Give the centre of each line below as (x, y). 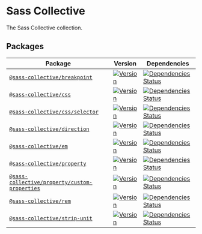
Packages (25, 46)
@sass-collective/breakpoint (51, 77)
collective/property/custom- (51, 182)
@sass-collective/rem (40, 201)
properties (25, 188)
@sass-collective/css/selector (54, 112)
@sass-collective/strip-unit (51, 218)
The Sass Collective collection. (44, 28)
